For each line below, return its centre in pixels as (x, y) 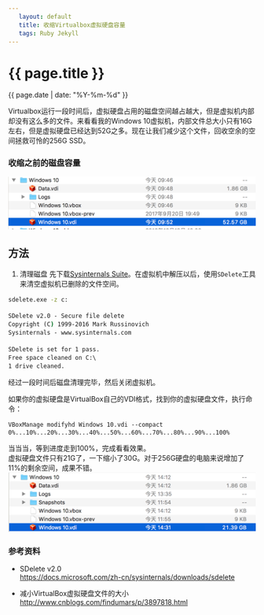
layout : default (45, 17)
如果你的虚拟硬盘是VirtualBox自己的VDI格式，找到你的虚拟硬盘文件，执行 (127, 398)
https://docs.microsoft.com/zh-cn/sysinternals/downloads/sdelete (127, 577)
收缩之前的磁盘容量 (44, 163)
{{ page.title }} (57, 73)
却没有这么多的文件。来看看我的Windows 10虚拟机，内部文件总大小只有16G (130, 121)
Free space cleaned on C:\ (52, 358)
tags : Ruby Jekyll (49, 33)
